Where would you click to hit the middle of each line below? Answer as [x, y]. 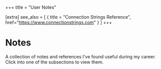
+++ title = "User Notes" [31, 7]
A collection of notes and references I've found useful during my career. [80, 56]
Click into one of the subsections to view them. [54, 62]
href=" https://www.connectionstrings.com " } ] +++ [59, 22]
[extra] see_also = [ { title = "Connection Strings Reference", [68, 17]
